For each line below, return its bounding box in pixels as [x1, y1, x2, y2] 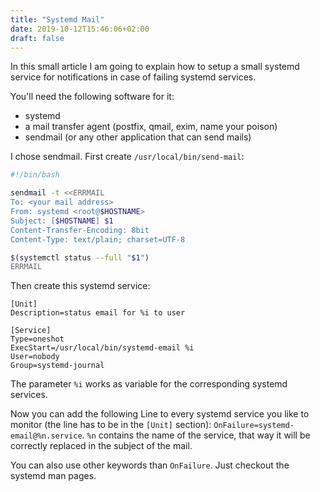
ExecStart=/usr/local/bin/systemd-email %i [10, 343, 195, 353]
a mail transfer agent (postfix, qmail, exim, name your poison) [24, 121, 278, 133]
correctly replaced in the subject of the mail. [10, 440, 193, 452]
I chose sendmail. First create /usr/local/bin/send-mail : [10, 151, 245, 163]
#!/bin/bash [10, 170, 60, 180]
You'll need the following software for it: [10, 91, 175, 103]
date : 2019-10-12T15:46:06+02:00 [10, 24, 150, 34]
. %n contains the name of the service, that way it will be [81, 429, 311, 441]
